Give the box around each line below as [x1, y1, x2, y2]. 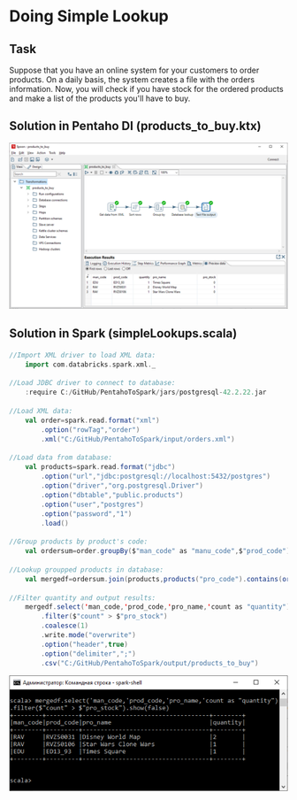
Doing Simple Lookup [9, 6, 170, 27]
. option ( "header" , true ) [41, 640, 128, 649]
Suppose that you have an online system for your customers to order [9, 65, 260, 75]
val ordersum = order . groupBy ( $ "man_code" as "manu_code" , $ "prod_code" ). [25, 547, 294, 556]
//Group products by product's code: [9, 537, 148, 546]
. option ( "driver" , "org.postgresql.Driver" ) [41, 481, 203, 490]
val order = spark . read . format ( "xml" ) [25, 416, 161, 425]
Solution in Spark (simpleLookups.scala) [9, 326, 238, 342]
